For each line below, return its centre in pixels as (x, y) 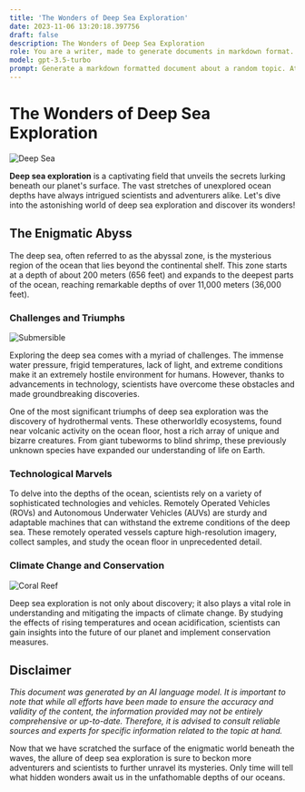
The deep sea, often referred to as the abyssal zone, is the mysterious (141, 255)
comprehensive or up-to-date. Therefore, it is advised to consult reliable (145, 721)
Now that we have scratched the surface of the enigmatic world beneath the (152, 748)
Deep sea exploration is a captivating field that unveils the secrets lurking (148, 176)
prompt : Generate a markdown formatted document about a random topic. (148, 69)
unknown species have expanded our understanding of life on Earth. (138, 450)
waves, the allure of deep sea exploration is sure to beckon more (131, 758)
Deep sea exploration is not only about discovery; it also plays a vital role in (150, 603)
